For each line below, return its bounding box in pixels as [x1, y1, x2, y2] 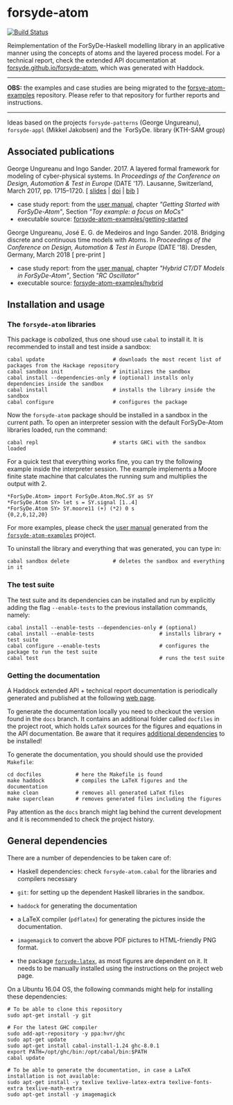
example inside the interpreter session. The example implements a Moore [7, 465, 217, 474]
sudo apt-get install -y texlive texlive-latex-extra [7, 1079, 166, 1086]
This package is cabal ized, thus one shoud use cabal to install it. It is [7, 335, 204, 344]
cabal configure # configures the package [7, 398, 188, 406]
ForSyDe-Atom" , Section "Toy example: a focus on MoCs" [17, 207, 184, 216]
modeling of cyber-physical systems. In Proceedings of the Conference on [7, 172, 221, 180]
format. [17, 943, 39, 951]
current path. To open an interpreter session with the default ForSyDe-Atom [7, 419, 224, 427]
